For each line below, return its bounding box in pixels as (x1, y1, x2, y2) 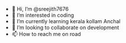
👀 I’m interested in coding (11, 12, 75, 19)
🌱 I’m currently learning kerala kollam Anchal (11, 18, 121, 24)
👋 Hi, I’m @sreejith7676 (11, 6, 69, 12)
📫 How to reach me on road (11, 31, 81, 37)
